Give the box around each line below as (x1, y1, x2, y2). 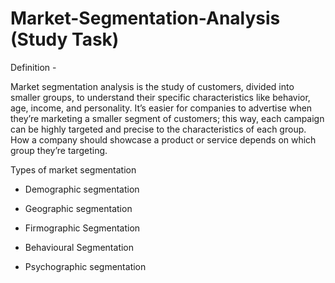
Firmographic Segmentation (24, 222, 141, 234)
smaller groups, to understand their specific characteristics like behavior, (10, 91, 311, 103)
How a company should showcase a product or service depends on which (10, 133, 317, 146)
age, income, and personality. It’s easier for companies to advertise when (10, 102, 313, 114)
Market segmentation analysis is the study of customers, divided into (10, 80, 295, 92)
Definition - (10, 61, 57, 73)
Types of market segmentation (10, 163, 137, 176)
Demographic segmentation (24, 183, 140, 195)
